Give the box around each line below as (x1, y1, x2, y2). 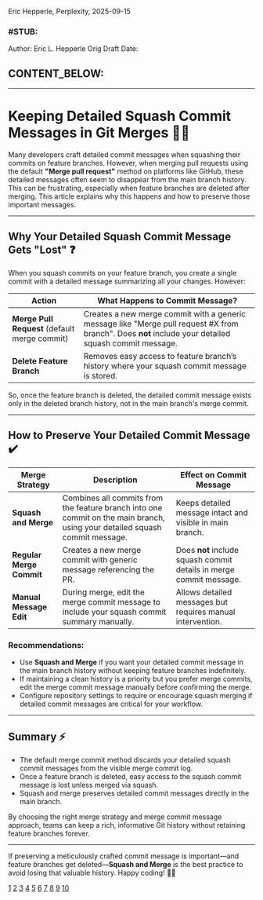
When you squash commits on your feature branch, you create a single (8, 268, 237, 277)
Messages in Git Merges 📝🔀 (8, 124, 190, 142)
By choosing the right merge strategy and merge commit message (8, 812, 222, 821)
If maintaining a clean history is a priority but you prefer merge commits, (19, 674, 253, 683)
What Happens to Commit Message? (97, 295, 237, 305)
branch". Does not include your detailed (83, 327, 231, 338)
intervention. (175, 616, 222, 627)
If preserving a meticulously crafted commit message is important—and (8, 851, 240, 861)
